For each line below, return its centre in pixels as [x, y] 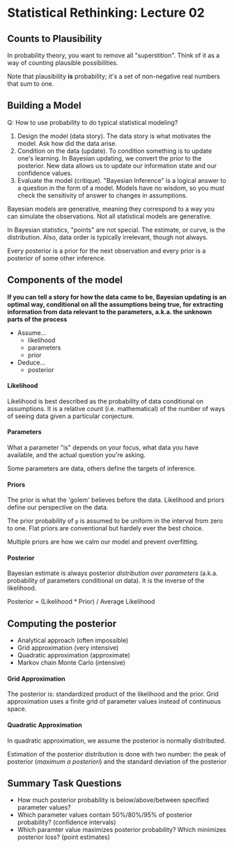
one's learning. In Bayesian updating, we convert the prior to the [109, 158]
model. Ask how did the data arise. [67, 143]
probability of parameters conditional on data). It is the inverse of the [106, 581]
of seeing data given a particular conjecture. [71, 416]
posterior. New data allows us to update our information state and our [117, 165]
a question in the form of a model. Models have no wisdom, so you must [121, 188]
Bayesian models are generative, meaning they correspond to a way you [111, 209]
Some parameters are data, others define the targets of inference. [102, 468]
